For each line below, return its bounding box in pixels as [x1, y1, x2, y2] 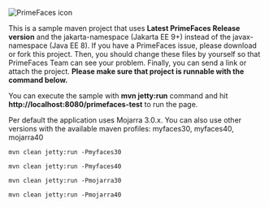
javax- [232, 32, 254, 41]
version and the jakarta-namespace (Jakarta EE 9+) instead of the [8, 32, 232, 41]
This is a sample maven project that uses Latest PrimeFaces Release [8, 24, 241, 32]
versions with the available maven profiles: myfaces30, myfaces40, [8, 124, 234, 133]
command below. [8, 75, 68, 84]
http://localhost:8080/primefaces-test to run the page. [8, 100, 198, 109]
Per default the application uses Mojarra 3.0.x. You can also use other [8, 115, 242, 125]
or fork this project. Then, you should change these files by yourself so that [8, 50, 261, 58]
